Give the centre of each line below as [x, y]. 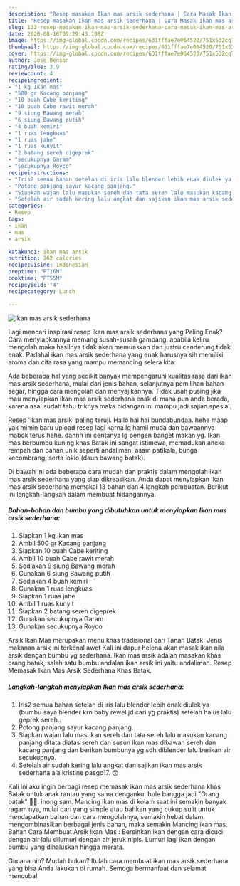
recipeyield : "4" [34, 285]
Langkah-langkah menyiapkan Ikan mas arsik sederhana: [96, 687]
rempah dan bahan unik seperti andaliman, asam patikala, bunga [103, 450]
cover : [18, 54]
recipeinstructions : [39, 173]
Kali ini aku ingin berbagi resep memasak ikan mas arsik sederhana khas [115, 786]
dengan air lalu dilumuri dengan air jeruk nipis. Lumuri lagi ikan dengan [112, 840]
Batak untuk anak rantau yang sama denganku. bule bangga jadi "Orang [114, 794]
